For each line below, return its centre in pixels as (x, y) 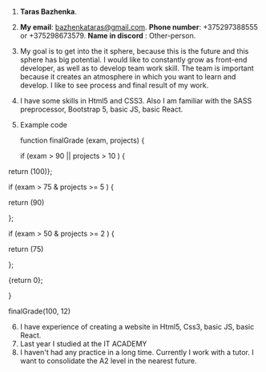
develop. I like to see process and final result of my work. (114, 85)
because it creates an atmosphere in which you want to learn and (128, 77)
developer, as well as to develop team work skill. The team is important (137, 68)
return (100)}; (30, 171)
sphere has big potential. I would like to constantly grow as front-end (133, 60)
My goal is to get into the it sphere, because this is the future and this (134, 51)
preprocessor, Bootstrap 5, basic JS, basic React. (101, 109)
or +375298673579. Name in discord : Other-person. (108, 36)
